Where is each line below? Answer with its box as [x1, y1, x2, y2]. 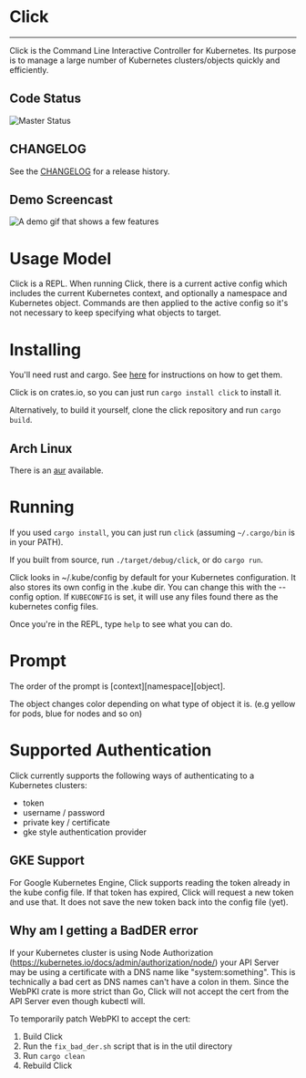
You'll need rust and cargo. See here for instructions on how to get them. [9, 369, 283, 380]
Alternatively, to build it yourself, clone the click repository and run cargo [9, 405, 281, 416]
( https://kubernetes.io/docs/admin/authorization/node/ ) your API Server [9, 957, 280, 968]
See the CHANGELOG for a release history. [9, 166, 170, 177]
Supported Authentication [9, 740, 212, 761]
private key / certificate [22, 816, 111, 827]
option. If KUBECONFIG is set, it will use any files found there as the [35, 591, 279, 602]
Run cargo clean [22, 1050, 86, 1061]
